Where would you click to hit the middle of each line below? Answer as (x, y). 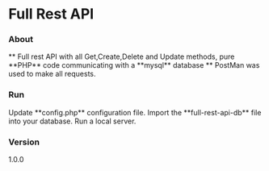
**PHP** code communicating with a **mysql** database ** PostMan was (134, 65)
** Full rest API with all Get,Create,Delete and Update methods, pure (122, 56)
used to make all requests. (52, 74)
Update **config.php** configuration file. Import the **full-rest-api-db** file (135, 112)
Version (24, 142)
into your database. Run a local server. (72, 121)
